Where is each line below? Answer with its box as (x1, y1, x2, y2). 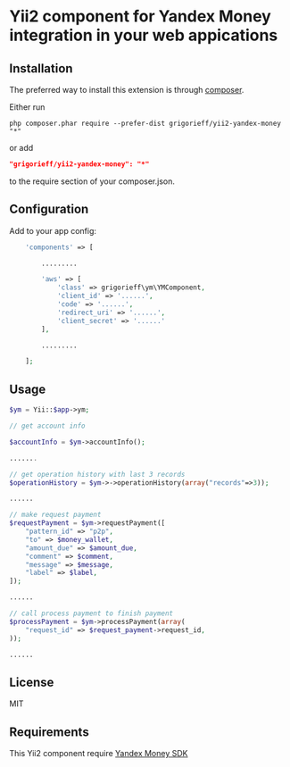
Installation (9, 61, 73, 76)
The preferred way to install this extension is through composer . (9, 85, 244, 95)
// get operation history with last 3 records (9, 470, 186, 479)
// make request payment (9, 511, 102, 520)
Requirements (9, 724, 89, 739)
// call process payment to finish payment (9, 609, 174, 618)
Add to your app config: (9, 225, 96, 236)
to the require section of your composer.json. (9, 176, 176, 187)
